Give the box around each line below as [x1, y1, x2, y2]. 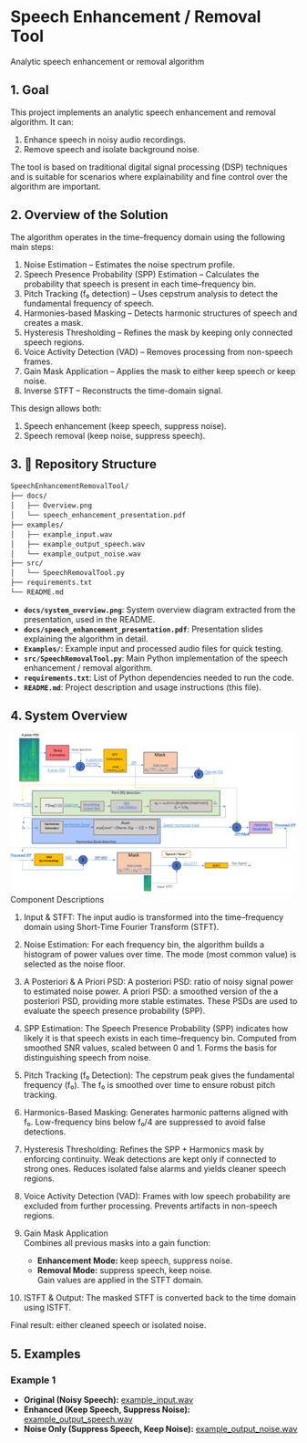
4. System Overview [10, 708, 128, 724]
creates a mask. [23, 317, 84, 328]
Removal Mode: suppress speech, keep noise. [36, 1265, 213, 1276]
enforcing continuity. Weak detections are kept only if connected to [23, 1154, 277, 1165]
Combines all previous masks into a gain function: [23, 1238, 210, 1249]
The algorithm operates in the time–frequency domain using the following [10, 231, 286, 243]
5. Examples [10, 1346, 81, 1362]
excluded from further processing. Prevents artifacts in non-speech [23, 1200, 278, 1211]
